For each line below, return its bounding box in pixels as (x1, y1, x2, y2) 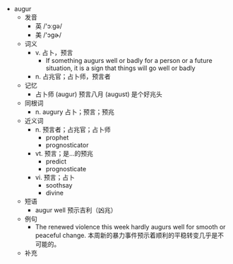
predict (45, 157, 67, 166)
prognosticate (45, 165, 87, 173)
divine (45, 189, 64, 197)
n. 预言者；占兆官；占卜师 (35, 125, 111, 134)
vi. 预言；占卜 (35, 173, 76, 181)
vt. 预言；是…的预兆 (35, 149, 94, 157)
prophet (45, 133, 69, 142)
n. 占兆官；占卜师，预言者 (35, 72, 111, 81)
